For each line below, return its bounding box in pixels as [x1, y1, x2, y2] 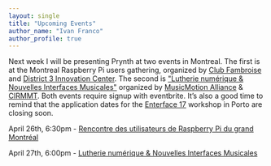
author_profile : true [8, 34, 82, 43]
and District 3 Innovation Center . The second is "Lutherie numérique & [8, 74, 244, 83]
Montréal [8, 133, 39, 143]
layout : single [8, 11, 60, 20]
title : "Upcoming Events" [8, 19, 96, 28]
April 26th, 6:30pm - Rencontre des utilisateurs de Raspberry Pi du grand [8, 124, 254, 134]
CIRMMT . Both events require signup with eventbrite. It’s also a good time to [8, 91, 264, 101]
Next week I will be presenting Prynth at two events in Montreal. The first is [8, 57, 260, 66]
